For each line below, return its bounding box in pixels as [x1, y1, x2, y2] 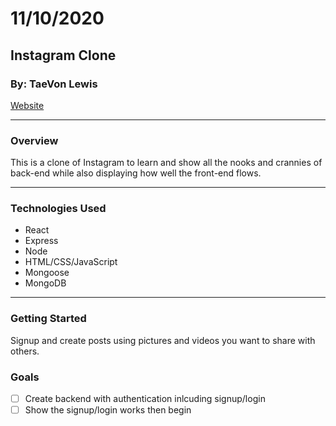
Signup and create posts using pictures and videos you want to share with [10, 334, 316, 346]
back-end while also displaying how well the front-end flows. [10, 167, 262, 179]
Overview [10, 133, 59, 147]
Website [10, 99, 45, 111]
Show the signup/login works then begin [24, 404, 192, 416]
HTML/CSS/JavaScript [24, 256, 118, 268]
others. [10, 345, 40, 357]
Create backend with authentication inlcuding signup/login [24, 393, 266, 405]
